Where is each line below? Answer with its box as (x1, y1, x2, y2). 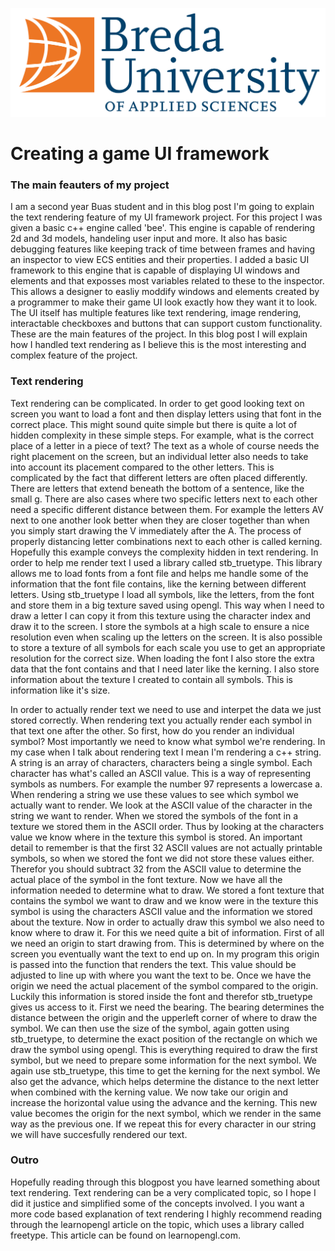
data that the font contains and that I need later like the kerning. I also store (10, 663, 320, 675)
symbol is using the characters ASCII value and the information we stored (10, 905, 313, 917)
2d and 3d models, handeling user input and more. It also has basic (10, 233, 288, 245)
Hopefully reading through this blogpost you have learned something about (10, 1176, 321, 1188)
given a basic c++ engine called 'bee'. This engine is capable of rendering (10, 222, 316, 234)
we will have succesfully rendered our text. (10, 1128, 188, 1140)
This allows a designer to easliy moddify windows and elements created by (10, 286, 320, 298)
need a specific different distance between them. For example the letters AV (10, 503, 324, 515)
